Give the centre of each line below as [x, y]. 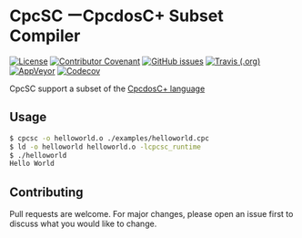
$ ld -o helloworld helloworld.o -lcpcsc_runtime [106, 147]
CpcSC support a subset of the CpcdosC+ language [107, 88]
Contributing [46, 192]
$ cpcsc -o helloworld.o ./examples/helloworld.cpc [109, 138]
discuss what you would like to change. [83, 224]
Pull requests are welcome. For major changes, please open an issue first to [151, 214]
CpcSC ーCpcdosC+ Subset [117, 16]
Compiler [45, 36]
